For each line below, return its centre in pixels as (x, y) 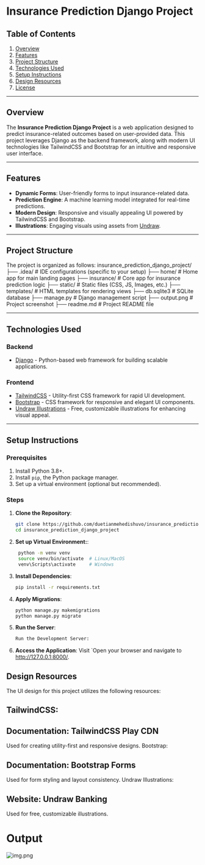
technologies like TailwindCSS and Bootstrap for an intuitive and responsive (101, 147)
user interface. (25, 153)
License (25, 88)
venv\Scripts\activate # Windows (66, 564)
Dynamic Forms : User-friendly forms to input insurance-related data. (102, 193)
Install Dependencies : (43, 576)
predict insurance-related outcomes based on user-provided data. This (95, 133)
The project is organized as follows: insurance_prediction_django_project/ (99, 265)
